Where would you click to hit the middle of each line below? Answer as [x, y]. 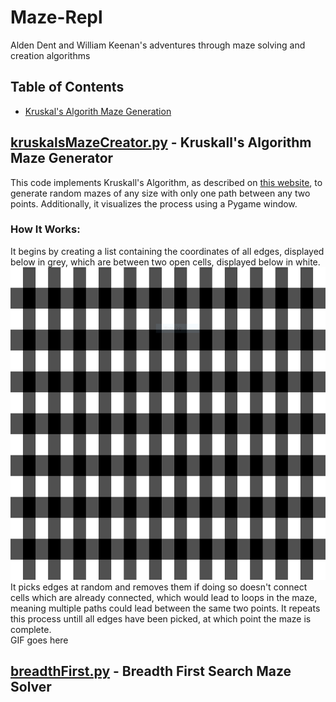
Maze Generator [62, 158]
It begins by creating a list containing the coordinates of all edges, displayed [167, 251]
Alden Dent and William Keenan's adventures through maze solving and [158, 45]
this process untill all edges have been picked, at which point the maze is [161, 618]
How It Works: [45, 229]
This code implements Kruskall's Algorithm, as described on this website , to [166, 182]
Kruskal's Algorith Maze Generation [98, 111]
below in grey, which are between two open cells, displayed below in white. [165, 262]
